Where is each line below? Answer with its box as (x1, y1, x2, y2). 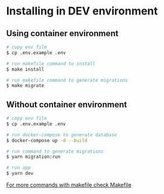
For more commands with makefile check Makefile (6, 181, 131, 189)
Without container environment (6, 99, 127, 110)
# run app (6, 164, 31, 171)
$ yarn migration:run (6, 154, 61, 160)
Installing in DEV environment (6, 4, 158, 18)
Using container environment (6, 28, 119, 39)
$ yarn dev (6, 171, 34, 177)
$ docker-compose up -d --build (6, 137, 87, 143)
